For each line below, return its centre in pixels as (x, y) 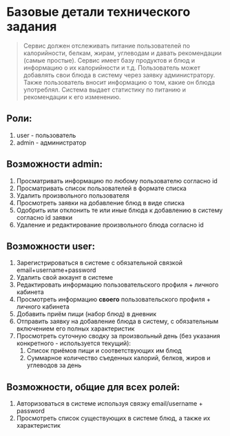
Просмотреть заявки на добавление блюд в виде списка (101, 203)
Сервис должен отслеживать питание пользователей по (107, 45)
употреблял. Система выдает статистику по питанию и (105, 90)
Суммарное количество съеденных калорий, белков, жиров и (118, 358)
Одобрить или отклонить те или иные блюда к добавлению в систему (119, 210)
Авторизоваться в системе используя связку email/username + (109, 404)
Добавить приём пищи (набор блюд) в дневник (86, 314)
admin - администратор (51, 143)
